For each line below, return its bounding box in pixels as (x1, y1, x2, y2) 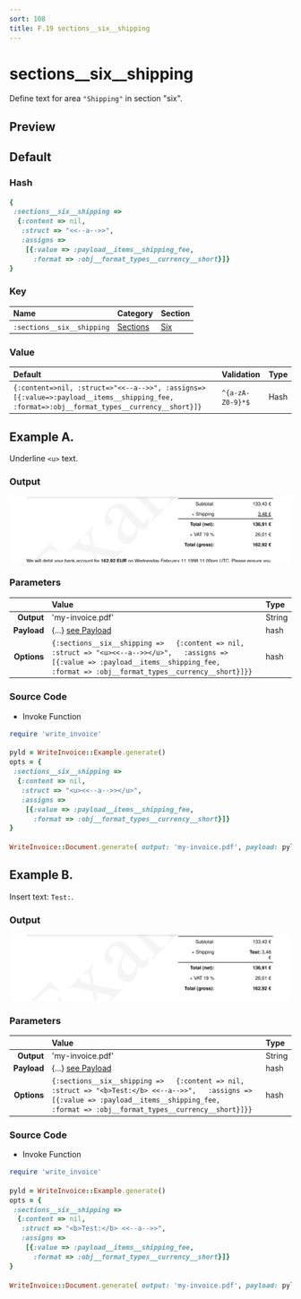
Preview (9, 119, 56, 134)
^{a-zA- (221, 388, 251, 398)
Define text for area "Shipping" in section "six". (9, 93, 183, 104)
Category (116, 308, 154, 319)
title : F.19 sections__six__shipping (9, 23, 150, 33)
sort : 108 (9, 14, 47, 23)
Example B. (9, 867, 73, 882)
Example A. (9, 430, 74, 444)
